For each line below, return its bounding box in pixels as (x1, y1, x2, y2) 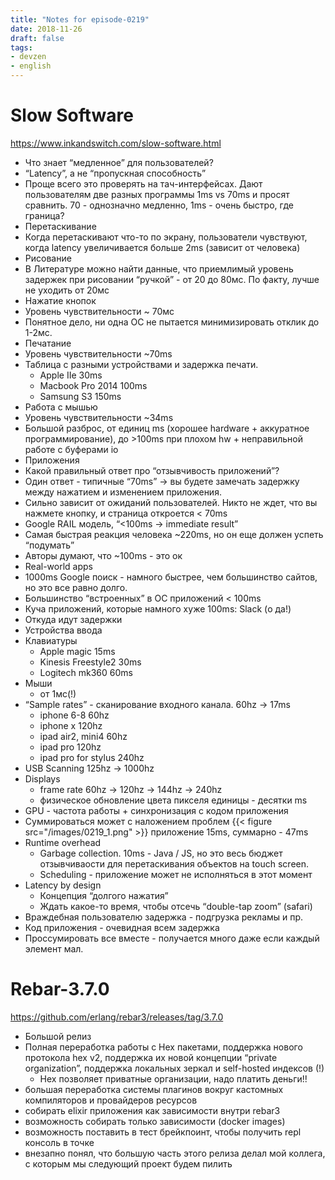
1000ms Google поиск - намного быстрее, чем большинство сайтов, (24, 571, 318, 583)
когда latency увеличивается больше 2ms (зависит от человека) (24, 241, 301, 253)
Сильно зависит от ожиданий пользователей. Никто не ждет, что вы (24, 496, 318, 508)
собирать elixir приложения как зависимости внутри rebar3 (24, 1104, 281, 1116)
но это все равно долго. (24, 581, 128, 593)
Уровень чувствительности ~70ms (24, 347, 173, 360)
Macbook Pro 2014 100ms (39, 379, 148, 391)
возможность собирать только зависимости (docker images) (24, 1115, 286, 1127)
